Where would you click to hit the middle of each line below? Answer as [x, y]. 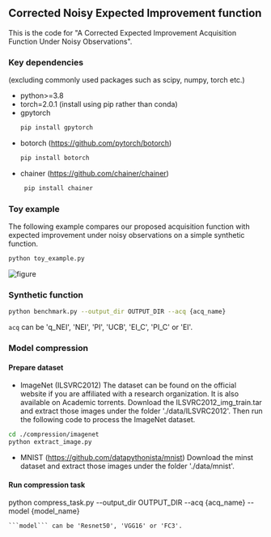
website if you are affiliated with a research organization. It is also [129, 394]
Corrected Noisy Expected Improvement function [135, 13]
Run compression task [47, 484]
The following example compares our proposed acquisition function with [129, 226]
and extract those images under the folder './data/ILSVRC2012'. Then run [141, 411]
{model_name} [55, 511]
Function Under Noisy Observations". [70, 41]
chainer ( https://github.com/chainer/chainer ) [95, 173]
